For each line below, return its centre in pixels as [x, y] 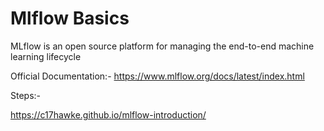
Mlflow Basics [70, 18]
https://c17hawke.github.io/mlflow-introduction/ [108, 114]
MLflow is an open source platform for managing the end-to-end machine [162, 46]
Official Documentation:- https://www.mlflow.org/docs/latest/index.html [157, 76]
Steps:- [26, 95]
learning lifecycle [46, 56]
